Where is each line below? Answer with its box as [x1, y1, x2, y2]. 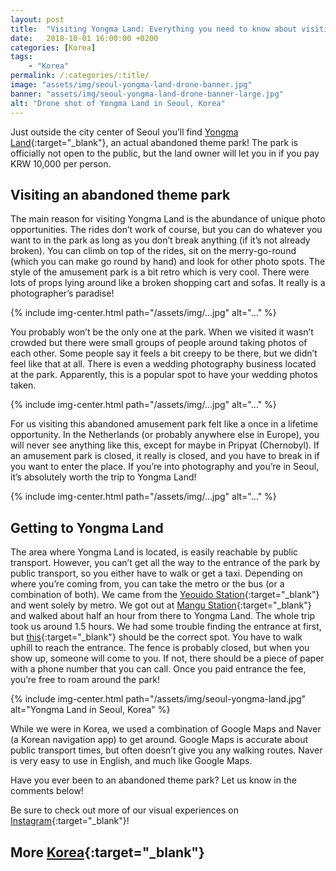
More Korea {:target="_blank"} [10, 844, 205, 861]
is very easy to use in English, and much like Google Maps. [10, 755, 253, 767]
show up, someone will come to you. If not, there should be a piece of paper [10, 652, 325, 665]
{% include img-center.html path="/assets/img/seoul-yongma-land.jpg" [10, 693, 307, 705]
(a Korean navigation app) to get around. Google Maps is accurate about [10, 734, 309, 746]
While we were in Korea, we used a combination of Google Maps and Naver [10, 723, 322, 735]
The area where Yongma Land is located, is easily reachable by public [10, 546, 299, 558]
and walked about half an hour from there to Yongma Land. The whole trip [10, 610, 315, 622]
